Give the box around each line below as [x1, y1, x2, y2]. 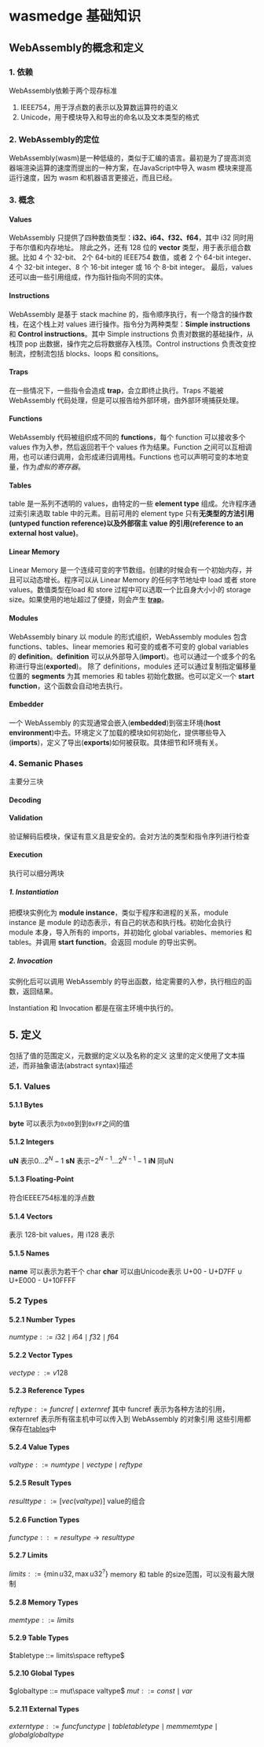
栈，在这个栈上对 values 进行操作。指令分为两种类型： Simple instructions [9, 319, 251, 329]
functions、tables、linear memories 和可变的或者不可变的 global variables [9, 642, 249, 651]
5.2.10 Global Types [9, 1668, 75, 1678]
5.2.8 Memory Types [9, 1598, 79, 1607]
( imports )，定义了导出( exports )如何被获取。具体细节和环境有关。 [9, 737, 222, 747]
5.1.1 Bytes [9, 1100, 44, 1110]
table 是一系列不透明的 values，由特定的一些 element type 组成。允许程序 [9, 499, 250, 508]
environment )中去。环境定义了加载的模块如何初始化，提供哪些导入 [9, 728, 226, 737]
